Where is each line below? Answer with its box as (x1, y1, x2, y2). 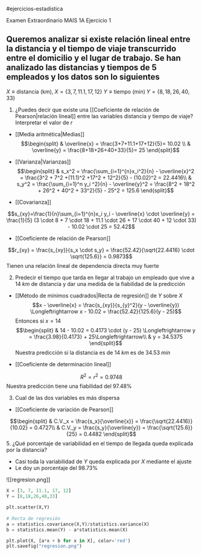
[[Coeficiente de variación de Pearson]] (14, 406, 113, 413)
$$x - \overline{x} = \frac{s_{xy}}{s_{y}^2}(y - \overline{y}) (32, 301, 180, 308)
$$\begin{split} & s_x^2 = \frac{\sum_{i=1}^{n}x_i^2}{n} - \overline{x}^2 (17, 167, 195, 174)
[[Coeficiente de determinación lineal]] (14, 360, 112, 367)
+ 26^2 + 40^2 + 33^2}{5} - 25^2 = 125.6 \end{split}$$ (37, 186, 174, 194)
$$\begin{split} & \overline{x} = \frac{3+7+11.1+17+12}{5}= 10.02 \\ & (21, 140, 191, 147)
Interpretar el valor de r (14, 119, 73, 126)
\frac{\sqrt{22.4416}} (139, 417, 193, 425)
